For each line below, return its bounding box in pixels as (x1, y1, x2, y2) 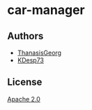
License (7, 76, 43, 88)
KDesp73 (17, 56, 44, 64)
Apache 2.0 (7, 95, 40, 103)
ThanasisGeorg (17, 48, 61, 57)
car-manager (7, 2, 85, 18)
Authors (7, 30, 44, 42)
